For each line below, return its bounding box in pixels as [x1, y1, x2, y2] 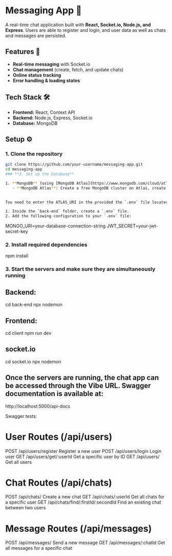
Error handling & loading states [12, 77, 80, 84]
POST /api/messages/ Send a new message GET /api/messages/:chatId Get [5, 540, 165, 546]
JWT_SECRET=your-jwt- [106, 223, 158, 229]
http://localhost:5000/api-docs [5, 403, 71, 409]
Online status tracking [12, 72, 61, 78]
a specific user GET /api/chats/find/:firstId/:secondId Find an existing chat [5, 499, 161, 505]
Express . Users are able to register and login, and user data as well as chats [5, 27, 166, 33]
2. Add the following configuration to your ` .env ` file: [5, 214, 132, 219]
